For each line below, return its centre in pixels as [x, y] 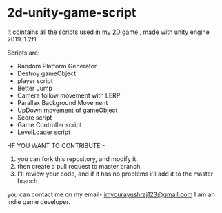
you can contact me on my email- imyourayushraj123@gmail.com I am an [111, 194]
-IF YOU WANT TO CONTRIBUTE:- [56, 145]
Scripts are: [23, 53]
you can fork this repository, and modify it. [77, 159]
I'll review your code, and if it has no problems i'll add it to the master [115, 174]
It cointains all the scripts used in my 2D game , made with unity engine [109, 32]
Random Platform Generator [57, 66]
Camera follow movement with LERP [69, 95]
